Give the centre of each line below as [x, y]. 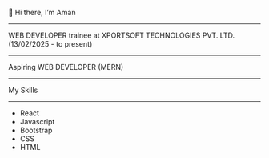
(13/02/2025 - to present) [50, 44]
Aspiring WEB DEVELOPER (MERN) [66, 67]
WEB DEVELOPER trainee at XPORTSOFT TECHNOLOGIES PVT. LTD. [121, 35]
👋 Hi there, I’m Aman [42, 12]
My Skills [23, 90]
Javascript [37, 122]
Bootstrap [36, 130]
